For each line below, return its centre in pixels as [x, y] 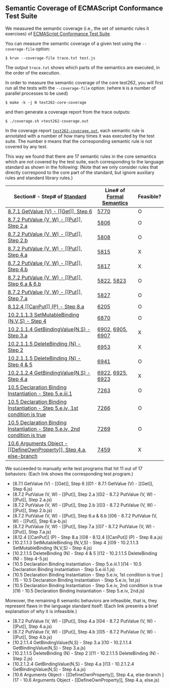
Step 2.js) [22, 658]
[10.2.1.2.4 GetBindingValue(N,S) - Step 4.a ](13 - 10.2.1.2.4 [73, 664]
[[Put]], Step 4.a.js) [32, 626]
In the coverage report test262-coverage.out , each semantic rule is [75, 130]
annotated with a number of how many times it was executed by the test [80, 136]
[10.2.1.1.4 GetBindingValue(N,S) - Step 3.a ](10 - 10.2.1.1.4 [72, 642]
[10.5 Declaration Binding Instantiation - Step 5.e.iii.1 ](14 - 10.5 [77, 564]
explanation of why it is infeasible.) [41, 611]
